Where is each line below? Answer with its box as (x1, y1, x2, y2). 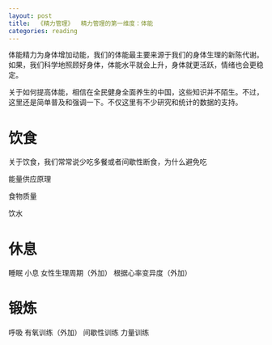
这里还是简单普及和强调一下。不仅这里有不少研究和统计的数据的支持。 (8, 98, 243, 107)
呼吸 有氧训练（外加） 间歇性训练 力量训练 (8, 328, 150, 338)
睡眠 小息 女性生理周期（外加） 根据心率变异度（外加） (8, 268, 192, 278)
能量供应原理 (8, 175, 51, 184)
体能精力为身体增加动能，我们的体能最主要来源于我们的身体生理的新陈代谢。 (8, 50, 264, 60)
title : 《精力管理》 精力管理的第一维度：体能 (8, 19, 154, 27)
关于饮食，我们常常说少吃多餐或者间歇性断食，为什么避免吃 (8, 157, 207, 166)
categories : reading (8, 27, 79, 35)
